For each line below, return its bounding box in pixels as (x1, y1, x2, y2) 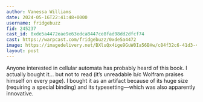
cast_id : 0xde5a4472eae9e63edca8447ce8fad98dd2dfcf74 (6, 31, 145, 37)
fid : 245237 (6, 25, 36, 32)
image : (6, 43, 23, 49)
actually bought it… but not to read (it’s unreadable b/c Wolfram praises (6, 70, 184, 78)
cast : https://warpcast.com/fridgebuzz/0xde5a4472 (6, 37, 137, 43)
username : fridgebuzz (6, 20, 61, 26)
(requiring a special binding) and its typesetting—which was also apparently (6, 83, 196, 91)
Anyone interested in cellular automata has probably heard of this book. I (6, 64, 187, 71)
